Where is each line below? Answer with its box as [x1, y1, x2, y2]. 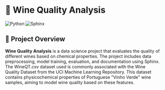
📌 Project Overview [5, 35, 66, 43]
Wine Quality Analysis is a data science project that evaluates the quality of [5, 48, 160, 54]
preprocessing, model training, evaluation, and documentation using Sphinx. [5, 59, 160, 64]
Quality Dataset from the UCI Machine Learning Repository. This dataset [5, 69, 152, 75]
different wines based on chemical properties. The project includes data [5, 53, 152, 59]
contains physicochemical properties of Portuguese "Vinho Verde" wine [5, 74, 151, 80]
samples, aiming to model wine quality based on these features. [5, 79, 134, 85]
